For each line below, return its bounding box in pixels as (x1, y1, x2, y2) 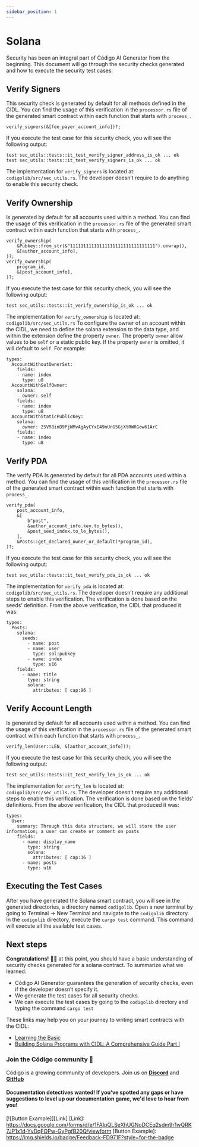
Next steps (6, 940, 48, 950)
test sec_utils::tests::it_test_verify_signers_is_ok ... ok (6, 157, 161, 164)
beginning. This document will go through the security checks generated (6, 60, 185, 67)
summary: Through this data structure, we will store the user (17, 823, 177, 829)
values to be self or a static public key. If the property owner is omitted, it (6, 338, 185, 346)
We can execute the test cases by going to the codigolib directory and (14, 999, 188, 1006)
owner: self (21, 393, 52, 399)
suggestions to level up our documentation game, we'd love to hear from (6, 1095, 189, 1102)
